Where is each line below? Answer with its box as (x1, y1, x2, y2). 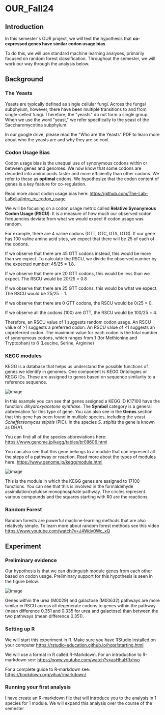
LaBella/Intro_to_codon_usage (5, 195, 66, 202)
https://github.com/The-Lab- (89, 190, 148, 196)
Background (5, 75, 43, 84)
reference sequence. (5, 379, 48, 385)
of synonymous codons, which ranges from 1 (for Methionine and (5, 335, 137, 341)
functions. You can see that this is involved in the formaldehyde (5, 483, 134, 490)
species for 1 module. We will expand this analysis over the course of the (5, 700, 152, 706)
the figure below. (5, 579, 39, 585)
